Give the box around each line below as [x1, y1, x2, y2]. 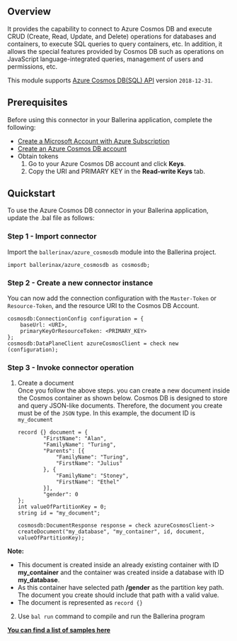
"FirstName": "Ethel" [55, 478, 120, 486]
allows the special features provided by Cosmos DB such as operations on [7, 47, 224, 55]
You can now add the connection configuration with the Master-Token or [7, 294, 217, 302]
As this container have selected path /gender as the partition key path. [17, 584, 224, 592]
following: [7, 123, 36, 131]
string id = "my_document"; [17, 510, 100, 517]
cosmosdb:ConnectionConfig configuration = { [7, 315, 144, 322]
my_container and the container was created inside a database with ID [17, 568, 224, 577]
